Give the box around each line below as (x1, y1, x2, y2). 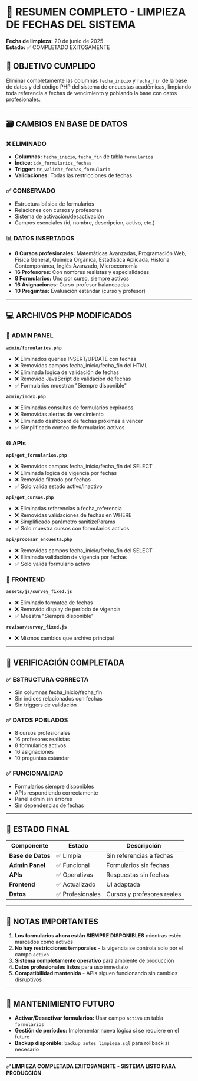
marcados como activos (14, 939, 74, 946)
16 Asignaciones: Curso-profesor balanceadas (14, 281, 130, 288)
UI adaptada (106, 880, 140, 888)
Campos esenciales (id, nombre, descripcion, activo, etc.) (14, 219, 155, 226)
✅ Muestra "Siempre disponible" (14, 613, 94, 620)
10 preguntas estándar (14, 754, 70, 761)
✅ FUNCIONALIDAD (6, 769, 64, 777)
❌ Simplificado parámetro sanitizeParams (14, 518, 116, 525)
